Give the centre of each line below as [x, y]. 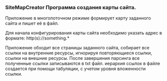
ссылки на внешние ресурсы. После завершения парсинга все [73, 58]
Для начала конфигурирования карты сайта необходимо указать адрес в [83, 33]
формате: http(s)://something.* [37, 38]
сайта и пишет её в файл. [32, 23]
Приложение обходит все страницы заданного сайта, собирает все [77, 48]
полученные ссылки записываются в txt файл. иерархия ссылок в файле [83, 64]
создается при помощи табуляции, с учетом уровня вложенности [76, 69]
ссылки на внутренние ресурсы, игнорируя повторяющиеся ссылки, [79, 53]
